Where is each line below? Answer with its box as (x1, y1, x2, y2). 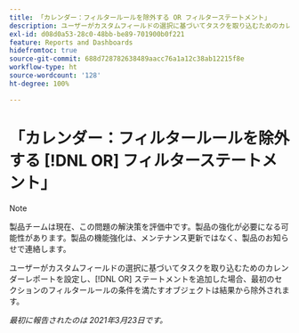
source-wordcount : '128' (9, 71, 101, 80)
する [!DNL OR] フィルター (9, 150, 200, 170)
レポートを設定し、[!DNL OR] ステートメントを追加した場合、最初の (24, 273, 275, 284)
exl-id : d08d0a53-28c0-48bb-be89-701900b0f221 (9, 29, 185, 38)
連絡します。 (24, 243, 71, 254)
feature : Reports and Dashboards (9, 37, 133, 47)
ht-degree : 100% (9, 79, 69, 88)
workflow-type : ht (9, 63, 77, 72)
